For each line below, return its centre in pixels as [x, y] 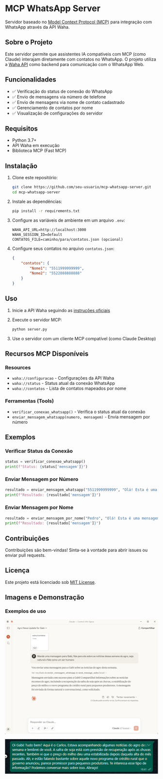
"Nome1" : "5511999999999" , [57, 268]
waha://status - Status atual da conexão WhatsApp [64, 383]
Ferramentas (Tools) [30, 401]
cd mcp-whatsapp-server [36, 192]
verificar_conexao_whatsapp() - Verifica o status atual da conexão [79, 412]
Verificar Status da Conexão [39, 451]
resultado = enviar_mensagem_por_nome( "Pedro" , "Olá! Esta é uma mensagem [82, 518]
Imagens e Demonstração [45, 597]
